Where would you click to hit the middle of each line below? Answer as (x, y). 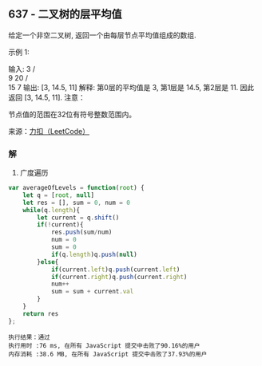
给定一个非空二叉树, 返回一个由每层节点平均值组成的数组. (103, 35)
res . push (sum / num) (81, 232)
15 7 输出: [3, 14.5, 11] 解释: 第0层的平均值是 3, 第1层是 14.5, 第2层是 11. (123, 87)
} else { (48, 262)
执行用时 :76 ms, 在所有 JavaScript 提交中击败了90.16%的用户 (104, 345)
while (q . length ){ (52, 210)
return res (41, 313)
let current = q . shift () (78, 218)
